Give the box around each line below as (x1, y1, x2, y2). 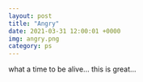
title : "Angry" (8, 19, 60, 28)
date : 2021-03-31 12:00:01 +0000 (8, 27, 121, 35)
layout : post (8, 11, 53, 20)
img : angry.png (8, 34, 60, 43)
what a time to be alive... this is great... (8, 64, 137, 74)
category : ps (8, 42, 53, 50)
